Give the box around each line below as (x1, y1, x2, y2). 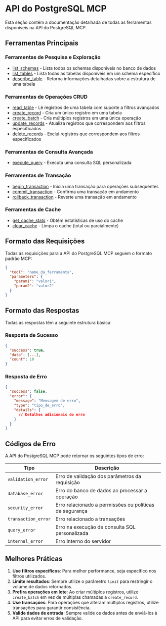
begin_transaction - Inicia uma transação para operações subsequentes (12, 183, 159, 189)
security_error (7, 505, 43, 511)
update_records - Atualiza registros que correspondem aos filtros (12, 120, 146, 126)
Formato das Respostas (5, 307, 80, 315)
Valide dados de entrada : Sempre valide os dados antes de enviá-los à (12, 610, 158, 616)
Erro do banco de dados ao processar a (55, 487, 147, 494)
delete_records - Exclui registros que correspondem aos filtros (12, 131, 140, 137)
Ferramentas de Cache (5, 206, 61, 213)
